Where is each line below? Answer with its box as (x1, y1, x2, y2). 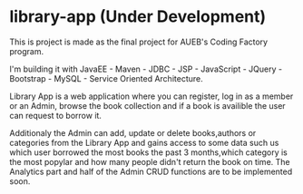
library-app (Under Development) (9, 6, 267, 27)
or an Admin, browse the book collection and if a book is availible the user (9, 100, 286, 111)
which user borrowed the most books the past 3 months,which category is (9, 147, 288, 158)
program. (9, 45, 44, 56)
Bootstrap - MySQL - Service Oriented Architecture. (9, 73, 203, 83)
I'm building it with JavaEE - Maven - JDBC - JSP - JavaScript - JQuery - (9, 63, 283, 74)
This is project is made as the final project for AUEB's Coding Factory (9, 36, 269, 47)
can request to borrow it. (9, 110, 103, 121)
